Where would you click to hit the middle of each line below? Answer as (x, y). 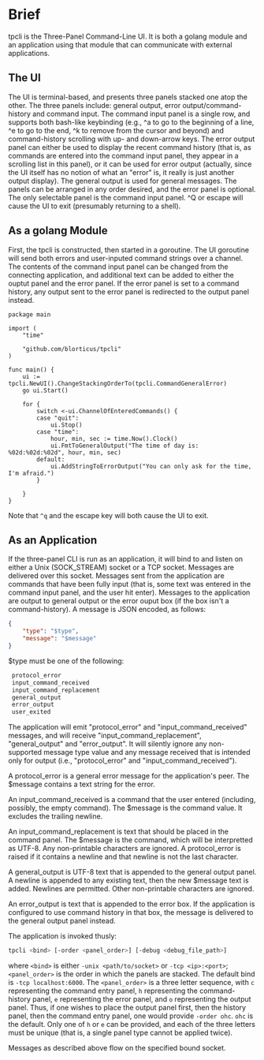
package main (30, 314)
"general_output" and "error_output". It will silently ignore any (108, 744)
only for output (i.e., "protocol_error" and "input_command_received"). (123, 761)
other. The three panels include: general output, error (95, 105)
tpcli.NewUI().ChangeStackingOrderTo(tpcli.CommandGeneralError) (117, 383)
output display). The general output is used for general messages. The (123, 181)
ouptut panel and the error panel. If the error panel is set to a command (124, 283)
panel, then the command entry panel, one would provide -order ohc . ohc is (131, 1016)
